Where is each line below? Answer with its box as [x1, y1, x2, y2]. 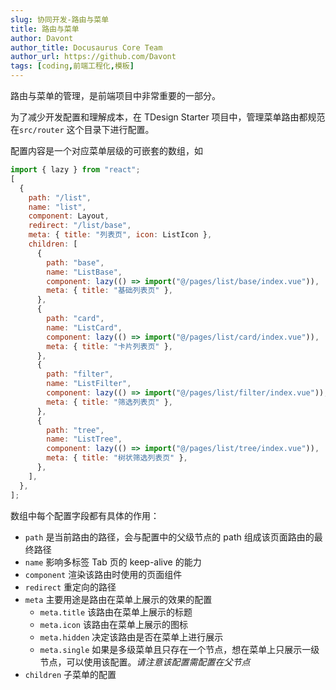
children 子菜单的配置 [24, 668, 117, 680]
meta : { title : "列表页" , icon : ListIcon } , [28, 230, 213, 240]
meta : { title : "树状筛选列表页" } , [46, 453, 188, 463]
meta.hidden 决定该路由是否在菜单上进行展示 [39, 631, 224, 643]
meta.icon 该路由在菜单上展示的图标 [39, 618, 188, 630]
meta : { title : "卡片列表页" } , [46, 341, 173, 351]
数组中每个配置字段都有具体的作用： [10, 509, 160, 521]
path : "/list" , [28, 192, 92, 203]
